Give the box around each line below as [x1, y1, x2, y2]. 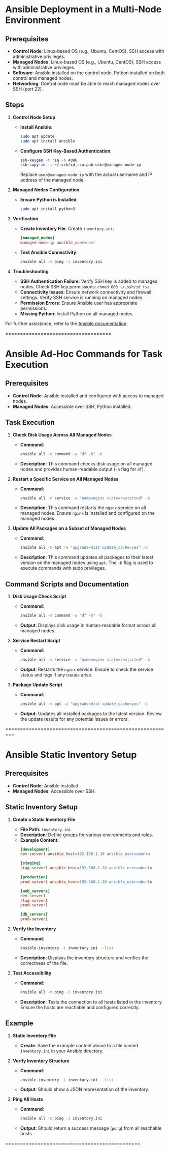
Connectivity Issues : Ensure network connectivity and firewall [20, 289, 151, 295]
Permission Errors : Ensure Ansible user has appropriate [20, 300, 138, 306]
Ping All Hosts [12, 1096, 43, 1102]
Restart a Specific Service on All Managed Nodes [12, 476, 119, 482]
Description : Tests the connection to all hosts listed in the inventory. [20, 998, 163, 1005]
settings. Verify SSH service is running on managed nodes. [20, 294, 144, 301]
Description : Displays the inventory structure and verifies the [20, 955, 149, 961]
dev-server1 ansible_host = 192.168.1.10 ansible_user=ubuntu [20, 851, 150, 857]
